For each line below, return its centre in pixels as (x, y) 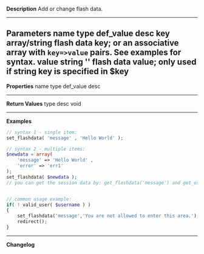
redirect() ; (32, 222)
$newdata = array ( (29, 154)
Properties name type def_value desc (53, 86)
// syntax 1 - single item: (42, 132)
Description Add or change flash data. (55, 9)
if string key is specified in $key (68, 71)
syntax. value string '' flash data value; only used (101, 62)
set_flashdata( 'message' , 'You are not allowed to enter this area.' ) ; (108, 216)
